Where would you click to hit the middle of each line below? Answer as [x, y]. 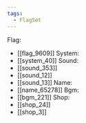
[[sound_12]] [35, 75]
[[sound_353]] [37, 68]
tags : [15, 13]
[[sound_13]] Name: [45, 82]
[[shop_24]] [34, 104]
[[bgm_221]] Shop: [43, 97]
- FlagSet [27, 20]
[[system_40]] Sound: [48, 60]
